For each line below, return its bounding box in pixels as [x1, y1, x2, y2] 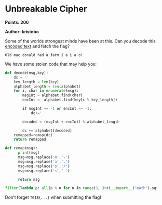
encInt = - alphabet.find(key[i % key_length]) [22, 98, 118, 102]
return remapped [13, 137, 47, 142]
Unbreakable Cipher [5, 3, 88, 15]
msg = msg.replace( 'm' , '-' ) [17, 155, 70, 160]
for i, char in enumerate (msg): [13, 88, 79, 93]
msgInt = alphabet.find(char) [22, 93, 83, 98]
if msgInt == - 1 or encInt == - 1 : [22, 106, 92, 111]
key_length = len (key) [13, 79, 59, 84]
